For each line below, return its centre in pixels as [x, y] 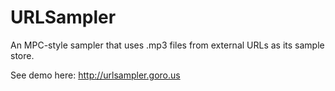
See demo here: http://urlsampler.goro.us [95, 75]
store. [22, 55]
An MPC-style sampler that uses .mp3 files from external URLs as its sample [167, 45]
